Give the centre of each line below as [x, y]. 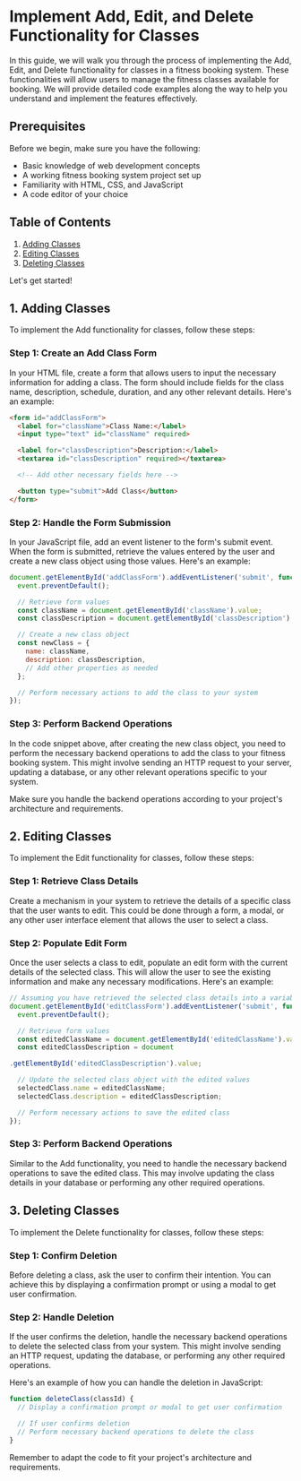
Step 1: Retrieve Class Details [74, 882]
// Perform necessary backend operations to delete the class [136, 1432]
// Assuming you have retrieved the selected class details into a [138, 998]
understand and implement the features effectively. [104, 98]
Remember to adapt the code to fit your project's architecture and [131, 1457]
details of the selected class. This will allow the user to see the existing [140, 972]
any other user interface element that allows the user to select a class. [139, 919]
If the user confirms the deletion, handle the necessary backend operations [149, 1337]
